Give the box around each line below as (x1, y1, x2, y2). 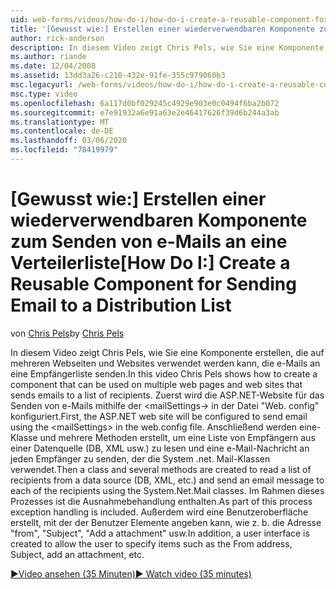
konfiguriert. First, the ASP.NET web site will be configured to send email (10, 410, 308, 422)
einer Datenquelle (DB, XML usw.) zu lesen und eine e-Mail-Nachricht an (10, 442, 310, 454)
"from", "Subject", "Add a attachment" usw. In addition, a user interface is (10, 527, 310, 539)
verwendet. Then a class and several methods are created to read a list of (10, 463, 312, 475)
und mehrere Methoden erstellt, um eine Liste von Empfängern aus (39, 431, 316, 443)
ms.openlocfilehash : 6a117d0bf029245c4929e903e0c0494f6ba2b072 (10, 98, 280, 108)
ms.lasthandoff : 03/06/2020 (10, 136, 128, 146)
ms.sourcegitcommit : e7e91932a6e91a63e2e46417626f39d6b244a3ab (10, 107, 280, 118)
